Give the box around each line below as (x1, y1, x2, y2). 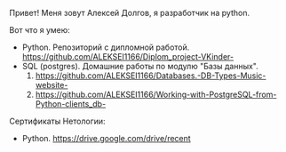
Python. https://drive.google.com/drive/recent (21, 133, 191, 143)
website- (35, 80, 68, 90)
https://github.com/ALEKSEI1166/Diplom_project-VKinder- (21, 52, 234, 61)
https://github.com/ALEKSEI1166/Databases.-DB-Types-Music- (35, 70, 266, 81)
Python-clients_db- (35, 99, 107, 109)
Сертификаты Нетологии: (9, 116, 106, 126)
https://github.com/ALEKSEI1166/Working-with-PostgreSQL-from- (35, 89, 277, 100)
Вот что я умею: (9, 25, 71, 35)
